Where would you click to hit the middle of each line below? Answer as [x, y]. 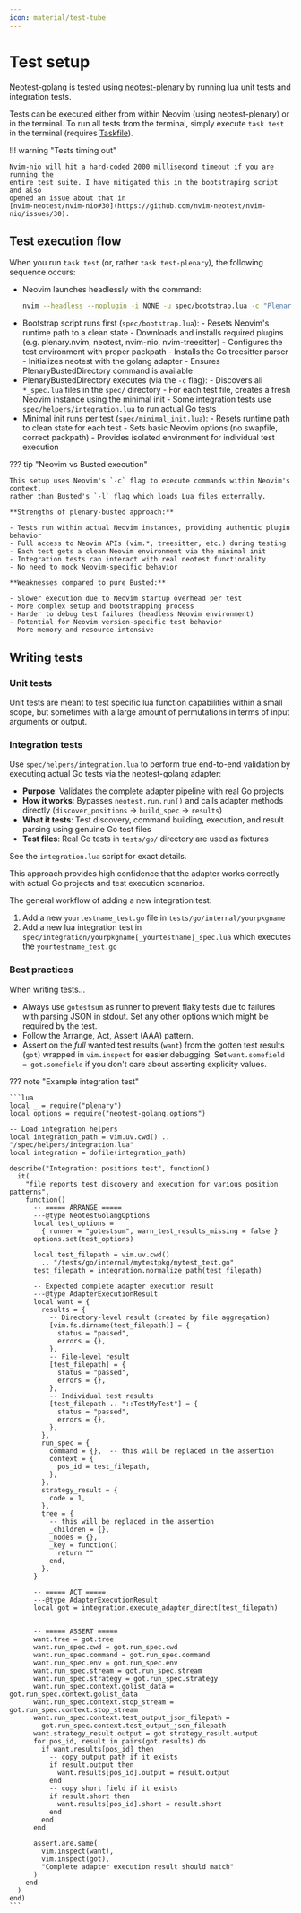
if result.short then [89, 1796]
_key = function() [83, 1545]
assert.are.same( [65, 1843]
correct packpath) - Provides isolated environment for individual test [148, 438]
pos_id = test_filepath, [103, 1466]
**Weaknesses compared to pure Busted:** [88, 583]
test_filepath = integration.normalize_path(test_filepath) [147, 1270]
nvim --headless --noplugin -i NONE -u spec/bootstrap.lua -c [141, 306]
